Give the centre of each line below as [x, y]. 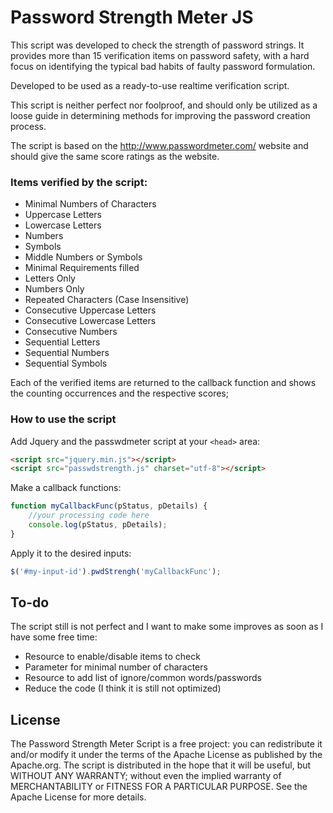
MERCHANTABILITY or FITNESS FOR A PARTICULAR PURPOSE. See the [159, 787]
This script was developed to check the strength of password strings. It [157, 45]
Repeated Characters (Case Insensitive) [107, 300]
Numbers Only [54, 289]
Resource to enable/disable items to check [112, 657]
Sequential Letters [62, 342]
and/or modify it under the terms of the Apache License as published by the [166, 755]
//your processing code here [89, 516]
